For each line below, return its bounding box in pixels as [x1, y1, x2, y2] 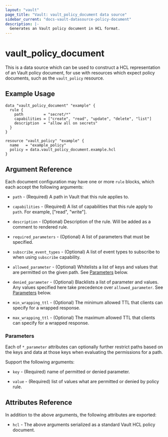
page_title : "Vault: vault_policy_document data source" [5, 12, 127, 17]
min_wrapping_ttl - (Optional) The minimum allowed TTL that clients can [12, 299, 163, 305]
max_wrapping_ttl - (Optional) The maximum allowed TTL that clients [12, 314, 155, 320]
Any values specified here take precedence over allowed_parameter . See [12, 284, 163, 290]
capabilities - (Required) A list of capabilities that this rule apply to [12, 203, 153, 209]
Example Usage [5, 90, 55, 98]
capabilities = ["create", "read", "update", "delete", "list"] [14, 116, 152, 121]
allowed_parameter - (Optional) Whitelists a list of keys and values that [12, 264, 158, 270]
